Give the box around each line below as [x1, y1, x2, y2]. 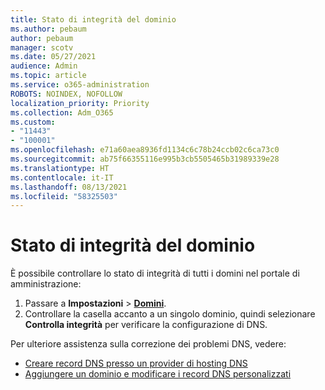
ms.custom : [10, 117, 56, 127]
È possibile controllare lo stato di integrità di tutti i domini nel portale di [10, 267, 300, 280]
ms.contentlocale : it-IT [10, 172, 114, 183]
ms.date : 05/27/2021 [10, 52, 97, 62]
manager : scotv [10, 42, 74, 53]
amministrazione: [10, 278, 82, 290]
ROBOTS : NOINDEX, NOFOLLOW [10, 89, 123, 99]
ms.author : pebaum [10, 24, 87, 34]
